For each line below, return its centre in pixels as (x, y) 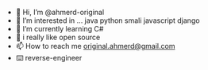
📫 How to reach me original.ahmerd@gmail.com (95, 46)
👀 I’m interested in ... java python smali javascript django (108, 20)
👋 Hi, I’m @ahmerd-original (60, 12)
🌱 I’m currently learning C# (60, 29)
